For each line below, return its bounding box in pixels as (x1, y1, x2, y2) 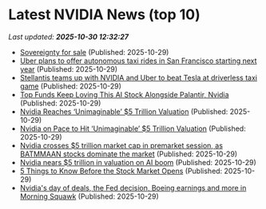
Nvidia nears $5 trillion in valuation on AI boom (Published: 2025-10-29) (19, 157, 257, 167)
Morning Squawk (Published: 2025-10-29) (19, 191, 160, 201)
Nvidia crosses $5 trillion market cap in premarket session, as (19, 140, 224, 150)
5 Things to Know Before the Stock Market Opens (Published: (19, 166, 223, 175)
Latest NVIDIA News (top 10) (8, 6, 201, 24)
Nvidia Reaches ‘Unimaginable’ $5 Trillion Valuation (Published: (19, 106, 228, 116)
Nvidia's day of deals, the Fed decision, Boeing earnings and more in (19, 183, 247, 192)
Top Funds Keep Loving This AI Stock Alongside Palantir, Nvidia (19, 89, 229, 99)
